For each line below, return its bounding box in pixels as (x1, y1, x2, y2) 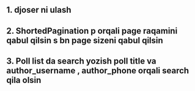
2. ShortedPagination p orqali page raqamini (6, 26, 178, 36)
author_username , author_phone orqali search (6, 65, 189, 76)
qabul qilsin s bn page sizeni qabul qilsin (6, 35, 163, 45)
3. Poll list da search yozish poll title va (6, 56, 157, 67)
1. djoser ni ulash (6, 5, 72, 15)
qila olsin (6, 75, 42, 86)
